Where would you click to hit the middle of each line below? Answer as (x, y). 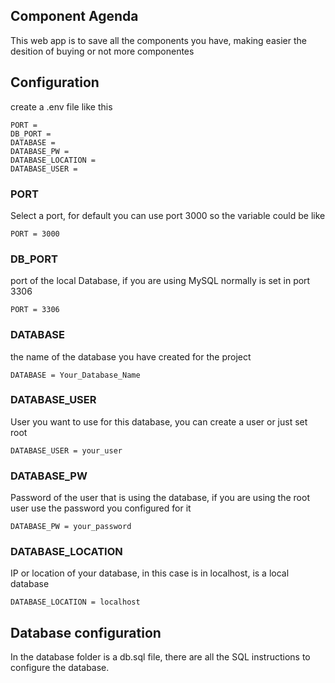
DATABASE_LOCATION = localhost (75, 602)
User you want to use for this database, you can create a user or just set (159, 421)
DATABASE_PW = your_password (71, 527)
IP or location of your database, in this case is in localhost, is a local (150, 573)
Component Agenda (74, 16)
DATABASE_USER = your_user (66, 450)
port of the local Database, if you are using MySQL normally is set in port (160, 281)
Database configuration (86, 632)
